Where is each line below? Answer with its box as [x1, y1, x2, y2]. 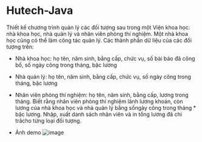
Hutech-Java [6, 4, 73, 18]
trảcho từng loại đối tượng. [15, 117, 82, 124]
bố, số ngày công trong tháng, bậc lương [15, 61, 117, 69]
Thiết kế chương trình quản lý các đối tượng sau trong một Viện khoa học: [6, 24, 190, 31]
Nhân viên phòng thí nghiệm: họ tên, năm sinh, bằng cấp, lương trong [15, 91, 189, 98]
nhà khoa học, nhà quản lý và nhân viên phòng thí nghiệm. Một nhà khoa [6, 30, 189, 37]
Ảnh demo [15, 129, 41, 136]
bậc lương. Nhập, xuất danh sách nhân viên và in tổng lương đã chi [15, 110, 182, 118]
